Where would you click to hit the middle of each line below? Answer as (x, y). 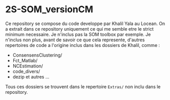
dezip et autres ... (31, 77)
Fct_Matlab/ (25, 60)
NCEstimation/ (28, 66)
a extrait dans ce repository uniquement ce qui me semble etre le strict (79, 29)
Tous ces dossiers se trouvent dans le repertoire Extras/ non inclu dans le (83, 86)
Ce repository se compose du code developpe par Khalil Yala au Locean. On (85, 23)
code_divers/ (26, 71)
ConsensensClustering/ (37, 55)
